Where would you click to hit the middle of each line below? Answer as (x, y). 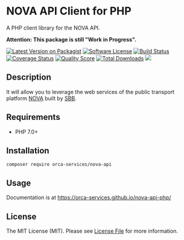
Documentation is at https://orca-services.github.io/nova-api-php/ (89, 198)
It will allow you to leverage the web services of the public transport (90, 92)
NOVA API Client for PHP (69, 11)
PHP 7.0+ (26, 131)
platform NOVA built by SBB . (41, 98)
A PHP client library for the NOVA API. (53, 28)
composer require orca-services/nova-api (59, 165)
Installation (28, 150)
